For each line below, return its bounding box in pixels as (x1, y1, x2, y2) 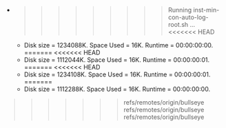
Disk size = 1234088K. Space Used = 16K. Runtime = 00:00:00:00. (23, 41, 214, 49)
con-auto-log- (167, 13, 209, 21)
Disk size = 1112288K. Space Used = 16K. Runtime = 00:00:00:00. (23, 85, 211, 93)
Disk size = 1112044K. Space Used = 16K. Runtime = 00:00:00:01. (23, 56, 210, 64)
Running (167, 6, 192, 14)
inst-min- (192, 6, 220, 14)
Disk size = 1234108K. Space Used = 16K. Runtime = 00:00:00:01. (23, 70, 211, 78)
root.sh (167, 21, 189, 28)
